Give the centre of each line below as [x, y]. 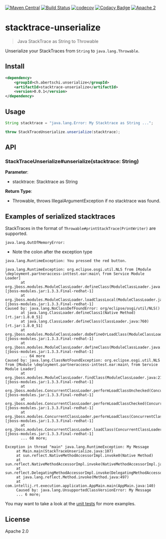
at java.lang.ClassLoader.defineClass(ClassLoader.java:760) [85, 321]
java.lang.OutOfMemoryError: [35, 243]
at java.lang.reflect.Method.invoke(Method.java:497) [73, 477]
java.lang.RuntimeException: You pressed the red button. [66, 261]
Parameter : [17, 172]
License [18, 519]
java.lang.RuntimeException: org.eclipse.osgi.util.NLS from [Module [78, 269]
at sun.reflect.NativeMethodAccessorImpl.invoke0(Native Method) [85, 456]
